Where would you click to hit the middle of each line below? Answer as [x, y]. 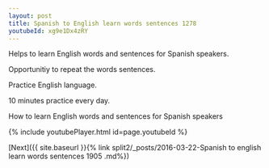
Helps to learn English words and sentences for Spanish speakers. [119, 54]
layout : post [30, 16]
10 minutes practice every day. [59, 101]
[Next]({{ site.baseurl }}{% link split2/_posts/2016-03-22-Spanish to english [135, 148]
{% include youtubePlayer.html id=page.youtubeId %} [98, 132]
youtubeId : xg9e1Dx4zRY [48, 31]
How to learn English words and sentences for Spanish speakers [116, 116]
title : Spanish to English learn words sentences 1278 [103, 23]
